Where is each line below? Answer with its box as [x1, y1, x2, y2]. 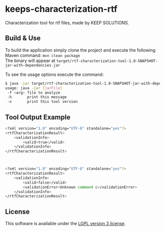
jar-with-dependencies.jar [5, 63, 60, 67]
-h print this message [7, 95, 67, 99]
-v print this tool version [7, 99, 78, 104]
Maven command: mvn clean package [5, 52, 80, 58]
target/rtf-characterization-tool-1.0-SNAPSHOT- [56, 58, 158, 64]
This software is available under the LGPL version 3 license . [5, 221, 126, 227]
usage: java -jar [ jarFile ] [5, 85, 63, 91]
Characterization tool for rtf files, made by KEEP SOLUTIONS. [5, 20, 129, 26]
